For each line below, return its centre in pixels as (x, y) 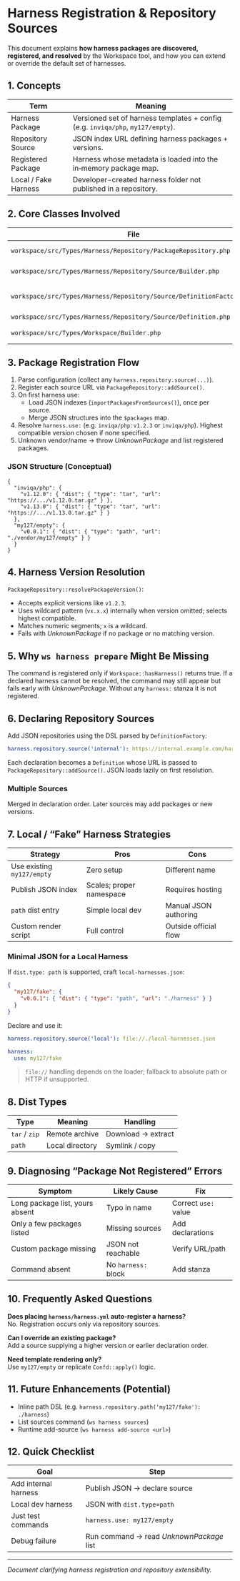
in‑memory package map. (116, 168)
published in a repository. (115, 189)
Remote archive (72, 1134)
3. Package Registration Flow (74, 362)
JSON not (122, 1244)
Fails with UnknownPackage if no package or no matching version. (116, 633)
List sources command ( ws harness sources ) (83, 1422)
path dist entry (35, 911)
